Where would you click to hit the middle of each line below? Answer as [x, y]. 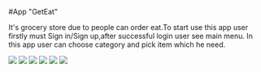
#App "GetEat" [33, 12]
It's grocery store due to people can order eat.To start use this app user [128, 27]
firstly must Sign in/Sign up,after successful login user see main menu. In [131, 36]
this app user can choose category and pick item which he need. [117, 44]
